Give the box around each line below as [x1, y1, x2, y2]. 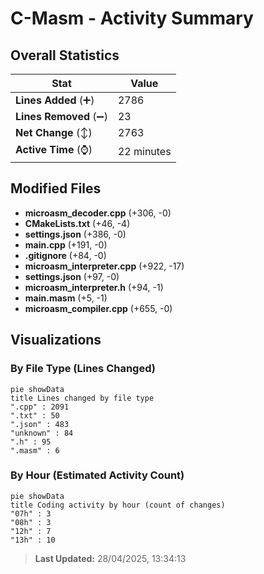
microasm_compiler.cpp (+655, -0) [24, 302, 173, 314]
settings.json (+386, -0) [24, 228, 127, 240]
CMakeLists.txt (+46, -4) [24, 217, 131, 229]
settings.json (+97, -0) [24, 270, 120, 282]
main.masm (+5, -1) [24, 292, 108, 304]
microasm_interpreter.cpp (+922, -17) [24, 260, 185, 272]
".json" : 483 [10, 419, 70, 429]
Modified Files [10, 180, 102, 197]
